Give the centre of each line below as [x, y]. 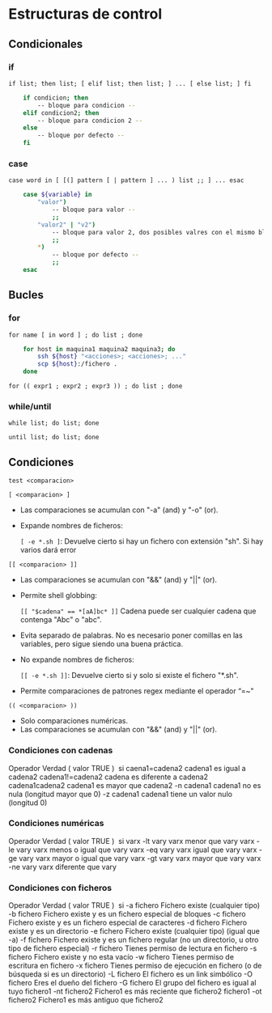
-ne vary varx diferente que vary [63, 867]
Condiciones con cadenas [61, 751]
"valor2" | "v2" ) [66, 225]
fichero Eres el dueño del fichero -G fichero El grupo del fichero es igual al [132, 983]
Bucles [26, 295]
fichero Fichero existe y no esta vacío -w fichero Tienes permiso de [121, 957]
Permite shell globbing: [58, 596]
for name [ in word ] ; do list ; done [76, 335]
